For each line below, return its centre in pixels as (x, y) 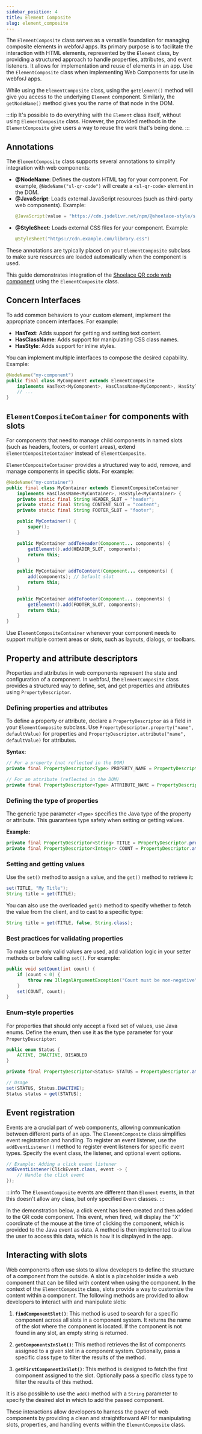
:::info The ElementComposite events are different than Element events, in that (100, 1192)
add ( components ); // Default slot (71, 577)
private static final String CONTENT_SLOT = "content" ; (89, 505)
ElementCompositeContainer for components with (98, 416)
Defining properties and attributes (57, 707)
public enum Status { (33, 1050)
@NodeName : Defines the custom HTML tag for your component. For (101, 179)
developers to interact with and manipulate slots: (66, 1302)
